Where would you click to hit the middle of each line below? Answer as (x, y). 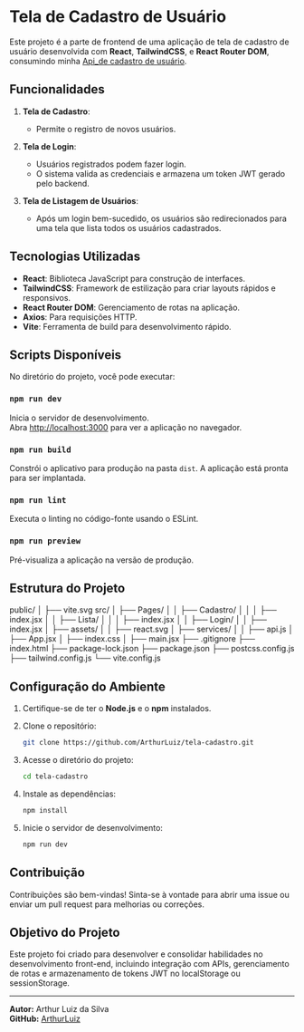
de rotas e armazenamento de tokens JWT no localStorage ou (125, 974)
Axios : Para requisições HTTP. (80, 317)
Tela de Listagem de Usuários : (80, 200)
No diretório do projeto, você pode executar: (92, 377)
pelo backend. (63, 183)
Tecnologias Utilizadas (75, 257)
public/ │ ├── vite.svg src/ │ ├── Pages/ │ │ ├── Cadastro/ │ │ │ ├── (143, 610)
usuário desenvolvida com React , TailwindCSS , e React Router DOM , (139, 51)
